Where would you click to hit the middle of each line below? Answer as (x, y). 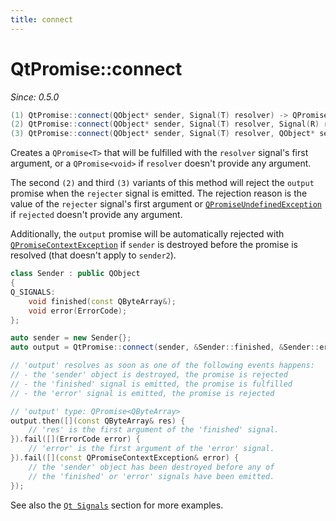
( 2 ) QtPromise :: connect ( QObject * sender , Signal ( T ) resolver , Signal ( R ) (165, 124)
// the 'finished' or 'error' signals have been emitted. (151, 476)
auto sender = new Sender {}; (71, 338)
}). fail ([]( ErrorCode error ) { (75, 439)
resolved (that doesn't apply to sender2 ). (93, 255)
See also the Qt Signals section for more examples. (117, 505)
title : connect (42, 19)
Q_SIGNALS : (33, 292)
